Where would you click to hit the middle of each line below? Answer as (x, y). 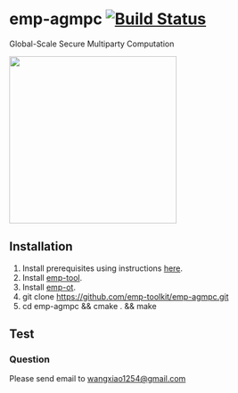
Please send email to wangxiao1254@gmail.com (98, 379)
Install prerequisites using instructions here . (103, 268)
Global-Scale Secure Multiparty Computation (92, 44)
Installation (41, 246)
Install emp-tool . (52, 277)
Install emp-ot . (49, 287)
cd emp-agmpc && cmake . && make (90, 306)
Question (30, 359)
